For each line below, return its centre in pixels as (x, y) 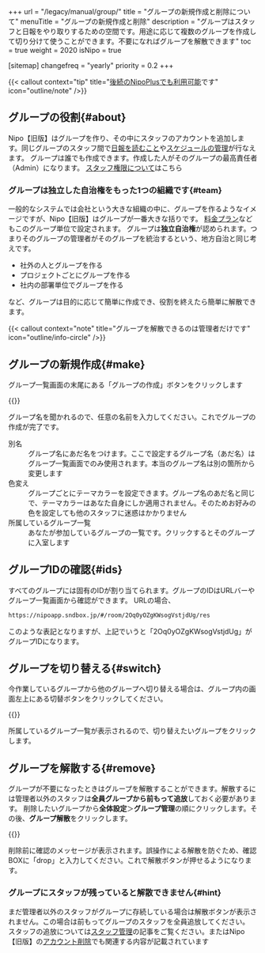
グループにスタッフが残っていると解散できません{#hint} (115, 893)
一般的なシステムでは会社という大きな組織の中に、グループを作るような (126, 209)
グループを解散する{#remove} (82, 768)
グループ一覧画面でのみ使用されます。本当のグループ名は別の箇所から (142, 463)
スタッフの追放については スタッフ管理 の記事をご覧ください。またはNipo (127, 931)
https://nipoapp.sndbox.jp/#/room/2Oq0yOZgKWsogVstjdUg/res (110, 615)
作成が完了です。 (36, 426)
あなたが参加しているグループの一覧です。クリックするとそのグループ (142, 532)
